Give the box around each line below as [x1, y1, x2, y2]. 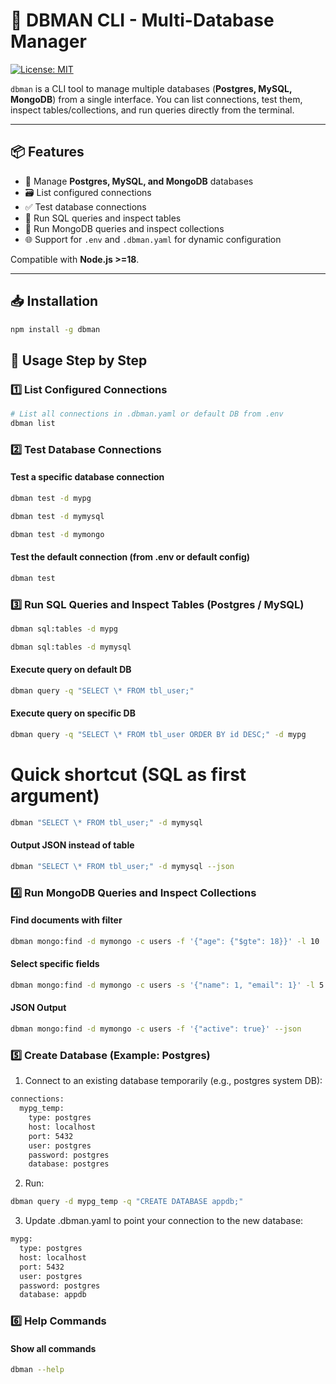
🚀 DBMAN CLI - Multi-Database [10, 9, 275, 32]
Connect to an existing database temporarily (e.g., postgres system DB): [24, 1075, 323, 1087]
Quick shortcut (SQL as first [10, 764, 247, 786]
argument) [10, 785, 100, 808]
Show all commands [10, 1342, 97, 1354]
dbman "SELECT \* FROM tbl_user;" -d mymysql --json [10, 861, 235, 871]
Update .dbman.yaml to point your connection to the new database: [24, 1215, 304, 1227]
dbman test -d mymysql [10, 511, 105, 521]
